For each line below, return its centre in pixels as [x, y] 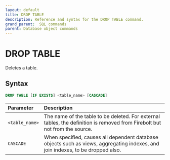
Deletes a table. [22, 68]
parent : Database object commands [42, 29]
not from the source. [68, 129]
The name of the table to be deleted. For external [102, 116]
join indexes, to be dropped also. [82, 150]
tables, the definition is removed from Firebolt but [102, 123]
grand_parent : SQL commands [36, 24]
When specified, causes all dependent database [101, 137]
